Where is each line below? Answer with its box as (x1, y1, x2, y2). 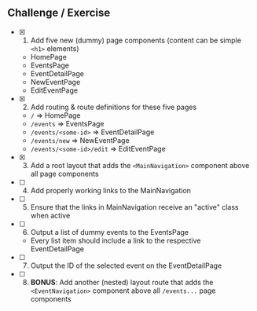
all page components (30, 169, 99, 178)
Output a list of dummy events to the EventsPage (30, 227, 189, 236)
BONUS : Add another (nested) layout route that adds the (30, 277, 214, 287)
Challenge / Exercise (7, 6, 111, 20)
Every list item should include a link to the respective (30, 236, 201, 245)
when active (30, 210, 71, 220)
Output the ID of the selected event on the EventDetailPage (30, 261, 222, 270)
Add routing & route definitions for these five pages (30, 102, 197, 112)
